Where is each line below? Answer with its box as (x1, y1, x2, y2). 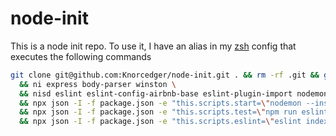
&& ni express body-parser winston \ (19, 79, 177, 89)
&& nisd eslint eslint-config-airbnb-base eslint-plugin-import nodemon (19, 88, 329, 99)
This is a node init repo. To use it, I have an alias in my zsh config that (10, 40, 297, 52)
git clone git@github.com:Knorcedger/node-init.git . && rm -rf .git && (10, 70, 320, 80)
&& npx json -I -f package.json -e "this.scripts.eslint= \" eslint (19, 117, 302, 127)
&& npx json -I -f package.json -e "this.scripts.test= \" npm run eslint (19, 107, 329, 117)
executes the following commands (10, 50, 152, 62)
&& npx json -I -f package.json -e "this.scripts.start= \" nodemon (19, 98, 302, 108)
